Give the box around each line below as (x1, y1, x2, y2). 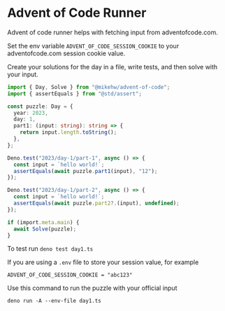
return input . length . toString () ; (20, 129, 117, 136)
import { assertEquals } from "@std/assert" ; (7, 90, 142, 97)
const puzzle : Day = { (7, 103, 73, 110)
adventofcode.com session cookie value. (7, 49, 126, 57)
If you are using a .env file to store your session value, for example (7, 258, 199, 267)
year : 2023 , (13, 109, 49, 116)
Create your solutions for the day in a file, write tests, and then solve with (7, 62, 218, 71)
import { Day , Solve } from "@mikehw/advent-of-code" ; (7, 83, 170, 90)
